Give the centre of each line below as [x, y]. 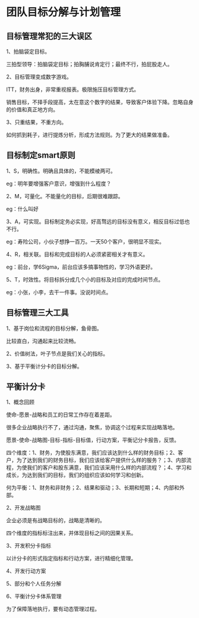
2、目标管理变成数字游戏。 [39, 77]
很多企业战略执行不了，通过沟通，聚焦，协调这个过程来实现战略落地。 [92, 427]
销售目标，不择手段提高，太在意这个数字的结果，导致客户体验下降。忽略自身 [100, 102]
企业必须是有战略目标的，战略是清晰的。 [56, 520]
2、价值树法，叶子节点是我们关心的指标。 [57, 353]
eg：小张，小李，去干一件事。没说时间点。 [59, 292]
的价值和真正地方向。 [32, 110]
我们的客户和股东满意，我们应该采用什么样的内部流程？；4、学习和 [109, 467]
